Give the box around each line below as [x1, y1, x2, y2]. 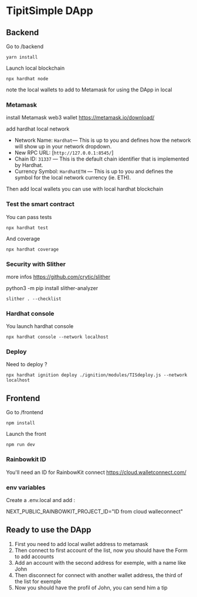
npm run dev [6, 442, 35, 448]
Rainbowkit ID [6, 455, 47, 463]
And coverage [6, 235, 40, 242]
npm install [6, 420, 35, 426]
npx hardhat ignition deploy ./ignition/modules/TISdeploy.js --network [6, 372, 188, 378]
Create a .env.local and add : [6, 496, 76, 503]
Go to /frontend [6, 409, 43, 416]
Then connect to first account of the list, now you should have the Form [14, 547, 188, 554]
